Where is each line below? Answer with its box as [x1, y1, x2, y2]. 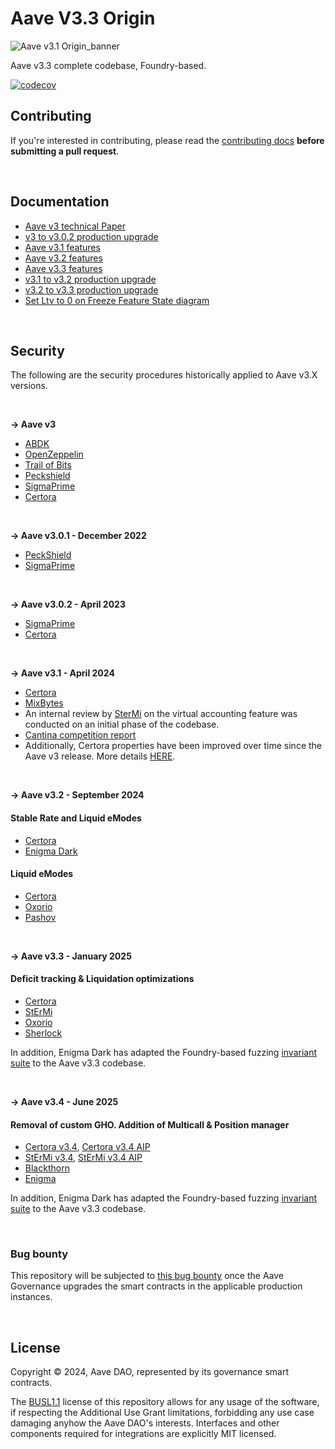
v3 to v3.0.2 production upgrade [24, 230, 159, 242]
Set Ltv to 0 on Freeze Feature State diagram [24, 294, 210, 306]
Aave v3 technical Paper [24, 220, 126, 232]
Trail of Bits [24, 459, 72, 471]
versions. [10, 380, 48, 392]
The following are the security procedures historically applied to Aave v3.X [10, 369, 318, 381]
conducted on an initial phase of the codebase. [24, 718, 220, 731]
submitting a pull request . [10, 145, 120, 157]
